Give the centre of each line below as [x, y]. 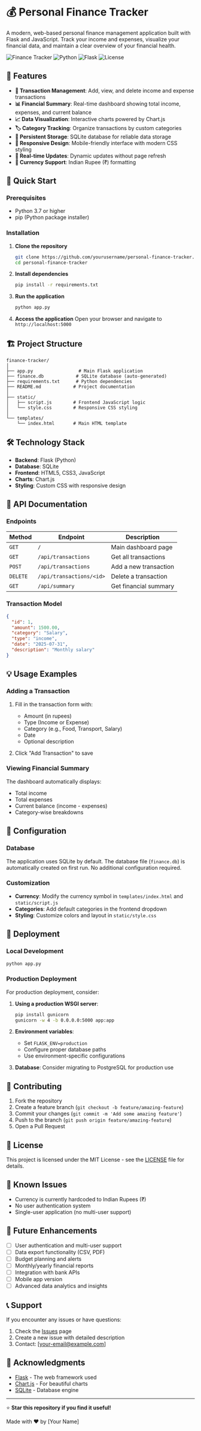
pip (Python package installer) [52, 218]
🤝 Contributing [34, 1086]
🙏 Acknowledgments [46, 1363]
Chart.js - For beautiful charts [51, 1384]
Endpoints [22, 522]
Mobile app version [39, 1279]
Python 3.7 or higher [40, 211]
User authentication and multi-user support [68, 1245]
